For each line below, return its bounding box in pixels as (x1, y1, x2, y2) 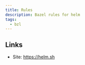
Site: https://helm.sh (12, 54, 55, 60)
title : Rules (5, 7, 33, 13)
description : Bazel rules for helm (5, 12, 80, 17)
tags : (5, 17, 17, 22)
